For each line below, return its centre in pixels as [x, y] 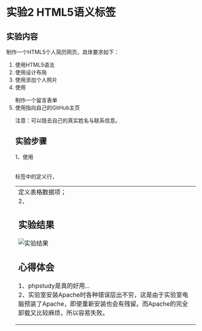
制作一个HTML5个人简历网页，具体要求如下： [63, 52]
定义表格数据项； [42, 192]
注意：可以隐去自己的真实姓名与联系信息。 [68, 120]
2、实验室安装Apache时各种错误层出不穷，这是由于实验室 [100, 294]
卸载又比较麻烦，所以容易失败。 [63, 312]
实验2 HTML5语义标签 [61, 12]
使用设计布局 [31, 72]
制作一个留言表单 [36, 100]
